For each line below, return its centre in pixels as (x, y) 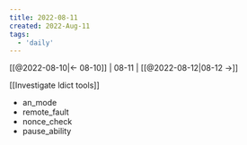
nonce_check (47, 122)
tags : (19, 34)
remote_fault (45, 112)
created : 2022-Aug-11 (50, 26)
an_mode (40, 103)
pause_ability (47, 132)
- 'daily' (35, 43)
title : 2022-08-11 (44, 17)
